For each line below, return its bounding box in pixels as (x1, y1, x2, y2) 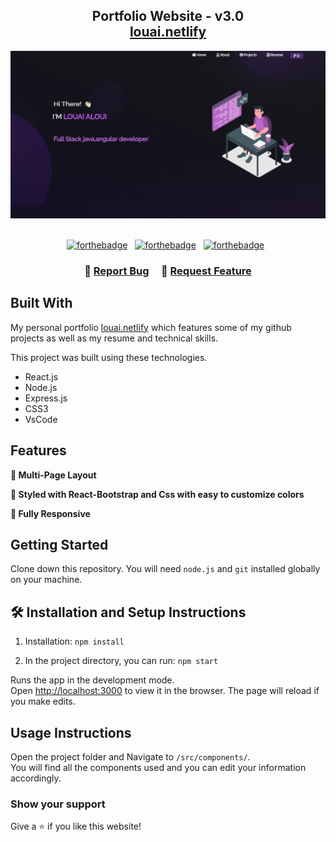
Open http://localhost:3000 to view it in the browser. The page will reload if (10, 685, 320, 697)
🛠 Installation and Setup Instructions (10, 604, 247, 621)
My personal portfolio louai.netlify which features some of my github (10, 321, 292, 333)
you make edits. (10, 695, 76, 708)
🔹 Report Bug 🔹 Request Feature (84, 264, 252, 278)
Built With (10, 295, 73, 312)
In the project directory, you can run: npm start (24, 655, 219, 667)
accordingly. (10, 772, 62, 784)
